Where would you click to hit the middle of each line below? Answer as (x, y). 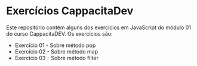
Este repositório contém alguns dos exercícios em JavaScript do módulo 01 (98, 27)
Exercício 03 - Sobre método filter (56, 58)
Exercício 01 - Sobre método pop (55, 45)
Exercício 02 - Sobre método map (56, 51)
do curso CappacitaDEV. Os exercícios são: (59, 33)
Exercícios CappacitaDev (70, 11)
